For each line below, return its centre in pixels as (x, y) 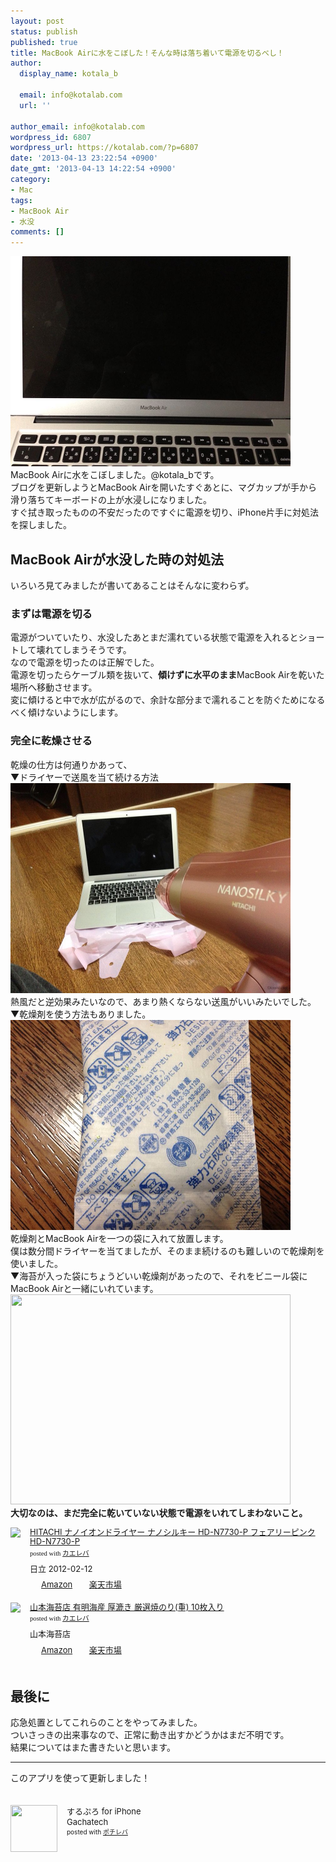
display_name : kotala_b (68, 74)
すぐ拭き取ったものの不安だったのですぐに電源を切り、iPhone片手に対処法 (164, 512)
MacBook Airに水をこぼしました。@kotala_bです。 (115, 475)
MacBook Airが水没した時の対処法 (117, 559)
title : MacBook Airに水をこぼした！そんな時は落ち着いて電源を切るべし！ (147, 53)
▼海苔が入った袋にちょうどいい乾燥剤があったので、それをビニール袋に (159, 1276)
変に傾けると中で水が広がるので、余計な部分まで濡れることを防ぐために (159, 700)
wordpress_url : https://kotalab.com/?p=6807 (104, 148)
